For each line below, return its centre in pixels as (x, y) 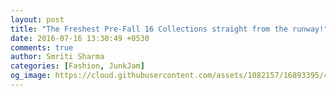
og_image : (31, 76)
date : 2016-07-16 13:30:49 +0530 (80, 38)
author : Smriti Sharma (57, 57)
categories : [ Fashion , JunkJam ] (77, 66)
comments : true (42, 47)
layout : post (37, 19)
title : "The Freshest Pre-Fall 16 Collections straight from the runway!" (169, 29)
